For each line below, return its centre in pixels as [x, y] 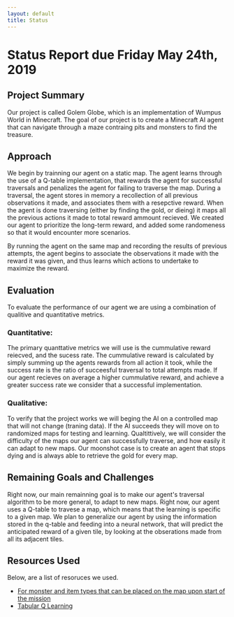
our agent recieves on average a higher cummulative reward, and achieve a [116, 377]
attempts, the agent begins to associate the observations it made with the [113, 254]
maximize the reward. [38, 268]
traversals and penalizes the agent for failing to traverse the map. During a [114, 188]
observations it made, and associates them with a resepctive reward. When [116, 203]
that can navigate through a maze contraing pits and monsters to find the [112, 127]
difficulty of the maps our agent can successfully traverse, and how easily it [116, 440]
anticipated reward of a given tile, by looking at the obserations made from [115, 531]
